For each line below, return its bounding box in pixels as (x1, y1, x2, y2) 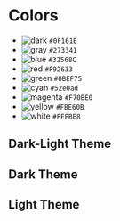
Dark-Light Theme (8, 136, 112, 151)
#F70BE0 (64, 93, 93, 102)
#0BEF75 (53, 74, 83, 83)
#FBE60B (55, 102, 84, 111)
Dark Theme (8, 167, 78, 182)
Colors (8, 5, 59, 26)
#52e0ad (50, 84, 79, 93)
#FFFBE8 (52, 112, 81, 121)
